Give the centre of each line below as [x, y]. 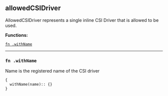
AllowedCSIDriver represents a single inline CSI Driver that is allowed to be [82, 20]
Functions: [17, 35]
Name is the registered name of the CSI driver [52, 71]
